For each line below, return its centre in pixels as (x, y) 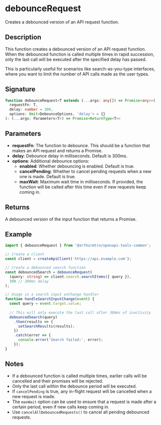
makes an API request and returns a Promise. (57, 150)
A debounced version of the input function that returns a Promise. (71, 219)
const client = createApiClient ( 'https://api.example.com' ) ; (68, 259)
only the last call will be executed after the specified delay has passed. (76, 59)
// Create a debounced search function (45, 268)
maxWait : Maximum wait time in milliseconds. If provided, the (81, 182)
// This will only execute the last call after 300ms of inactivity (80, 313)
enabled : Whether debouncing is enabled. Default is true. (77, 166)
